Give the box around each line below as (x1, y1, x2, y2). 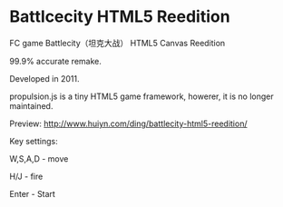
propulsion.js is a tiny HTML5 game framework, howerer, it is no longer (9, 91, 274, 102)
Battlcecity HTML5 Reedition (9, 6, 230, 27)
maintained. (9, 100, 54, 111)
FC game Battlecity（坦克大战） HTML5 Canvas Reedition (9, 37, 226, 48)
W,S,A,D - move (9, 153, 69, 164)
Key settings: (9, 135, 58, 146)
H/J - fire (9, 171, 44, 182)
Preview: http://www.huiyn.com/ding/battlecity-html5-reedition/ (9, 118, 248, 129)
